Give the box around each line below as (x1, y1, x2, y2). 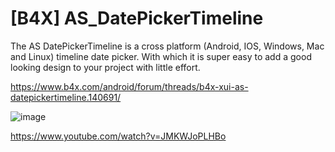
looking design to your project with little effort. (10, 61, 201, 73)
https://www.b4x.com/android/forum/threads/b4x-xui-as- (10, 80, 249, 92)
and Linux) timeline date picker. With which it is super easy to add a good (10, 50, 312, 62)
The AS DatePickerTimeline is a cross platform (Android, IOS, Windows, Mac (10, 40, 325, 52)
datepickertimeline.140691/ (10, 91, 122, 103)
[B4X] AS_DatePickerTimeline (10, 7, 264, 30)
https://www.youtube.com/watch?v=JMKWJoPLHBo (10, 130, 227, 142)
